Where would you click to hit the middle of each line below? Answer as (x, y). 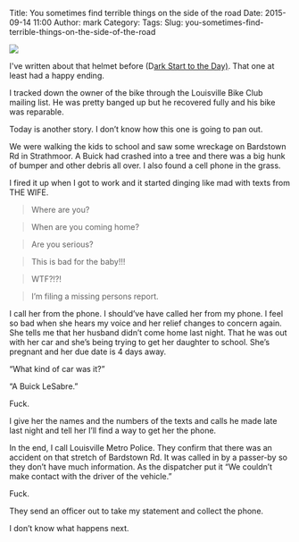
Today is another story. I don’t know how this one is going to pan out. (136, 129)
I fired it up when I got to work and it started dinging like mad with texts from (149, 183)
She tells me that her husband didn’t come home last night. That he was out (148, 333)
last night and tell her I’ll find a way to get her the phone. (113, 430)
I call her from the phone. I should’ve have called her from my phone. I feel (146, 313)
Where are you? (60, 210)
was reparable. (37, 112)
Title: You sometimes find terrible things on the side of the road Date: (136, 13)
